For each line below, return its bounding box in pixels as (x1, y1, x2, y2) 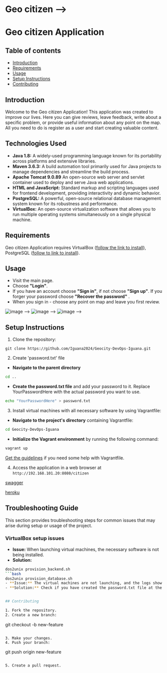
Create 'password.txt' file (12, 355, 65, 361)
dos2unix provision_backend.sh (5, 567, 70, 572)
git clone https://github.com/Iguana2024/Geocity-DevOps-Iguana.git (5, 346, 151, 352)
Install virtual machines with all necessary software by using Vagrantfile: (12, 408, 161, 413)
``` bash (5, 571, 21, 576)
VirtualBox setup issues (5, 535, 64, 542)
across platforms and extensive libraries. (12, 158, 96, 164)
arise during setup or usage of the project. (5, 523, 92, 529)
